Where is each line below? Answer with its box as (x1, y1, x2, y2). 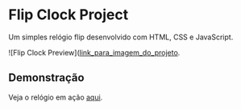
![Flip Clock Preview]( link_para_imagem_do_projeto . (8, 47, 181, 57)
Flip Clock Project (8, 6, 129, 24)
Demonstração (8, 71, 85, 85)
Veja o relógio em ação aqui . (8, 92, 103, 102)
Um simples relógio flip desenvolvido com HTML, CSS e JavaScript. (8, 32, 234, 42)
